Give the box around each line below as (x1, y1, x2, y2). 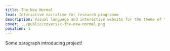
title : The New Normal (5, 7, 53, 13)
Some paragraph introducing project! (5, 40, 82, 46)
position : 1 (5, 26, 30, 31)
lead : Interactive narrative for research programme (5, 12, 119, 17)
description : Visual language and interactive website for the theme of (5, 17, 162, 22)
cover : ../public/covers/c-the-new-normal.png (5, 21, 105, 27)
